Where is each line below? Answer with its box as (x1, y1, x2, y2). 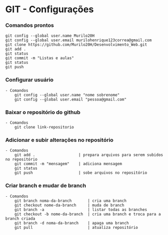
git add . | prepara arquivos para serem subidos (14, 152, 163, 158)
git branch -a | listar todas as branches (14, 207, 147, 212)
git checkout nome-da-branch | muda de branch (14, 202, 125, 207)
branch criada (5, 216, 36, 221)
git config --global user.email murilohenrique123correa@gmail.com (5, 38, 152, 43)
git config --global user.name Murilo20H (5, 33, 95, 39)
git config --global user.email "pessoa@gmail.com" (14, 97, 127, 102)
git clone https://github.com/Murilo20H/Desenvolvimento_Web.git (5, 42, 147, 47)
